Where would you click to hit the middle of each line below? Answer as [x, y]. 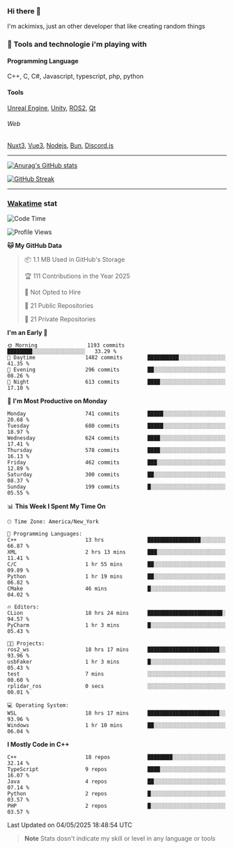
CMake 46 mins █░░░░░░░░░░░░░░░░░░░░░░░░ [117, 589]
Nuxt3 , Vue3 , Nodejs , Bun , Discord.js [60, 145]
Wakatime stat [32, 203]
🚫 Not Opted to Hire [53, 293]
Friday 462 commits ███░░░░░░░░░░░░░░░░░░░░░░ [117, 462]
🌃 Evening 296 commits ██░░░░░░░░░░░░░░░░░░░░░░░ [117, 370]
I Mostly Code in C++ [38, 745]
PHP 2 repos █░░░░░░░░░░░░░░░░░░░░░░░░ [117, 806]
